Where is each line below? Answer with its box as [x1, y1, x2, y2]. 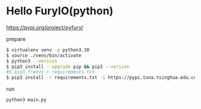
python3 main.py [6, 97, 47, 103]
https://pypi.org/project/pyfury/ [6, 24, 84, 31]
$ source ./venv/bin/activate [6, 52, 82, 58]
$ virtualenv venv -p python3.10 [6, 46, 90, 53]
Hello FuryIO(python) [6, 4, 114, 18]
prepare [6, 35, 26, 42]
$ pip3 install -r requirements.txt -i [6, 74, 106, 81]
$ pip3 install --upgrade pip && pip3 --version [6, 64, 130, 70]
